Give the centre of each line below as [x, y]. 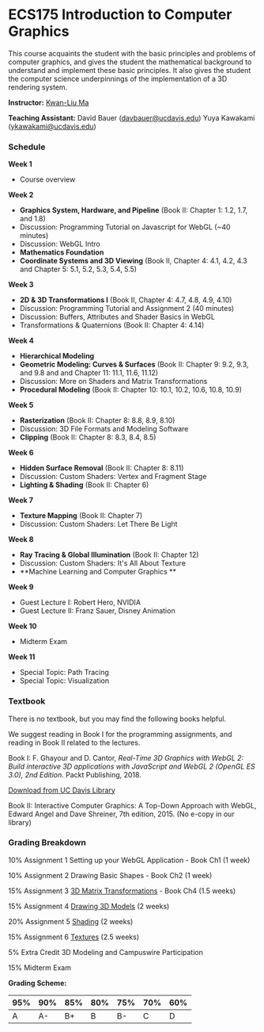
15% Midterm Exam [40, 967]
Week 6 [21, 453]
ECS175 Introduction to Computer [120, 15]
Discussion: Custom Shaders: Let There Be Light [98, 524]
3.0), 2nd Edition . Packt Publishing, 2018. [75, 774]
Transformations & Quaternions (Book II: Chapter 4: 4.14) [112, 325]
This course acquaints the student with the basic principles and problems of [132, 53]
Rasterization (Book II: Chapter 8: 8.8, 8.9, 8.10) [97, 420]
